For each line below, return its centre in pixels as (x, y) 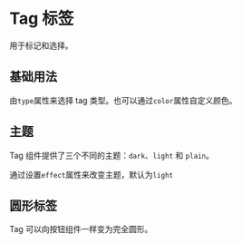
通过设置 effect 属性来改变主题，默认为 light (92, 174)
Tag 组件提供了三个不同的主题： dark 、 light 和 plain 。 (112, 155)
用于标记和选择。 (41, 45)
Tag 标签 (42, 19)
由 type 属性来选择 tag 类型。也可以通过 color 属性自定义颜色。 (123, 100)
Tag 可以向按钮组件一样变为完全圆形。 (81, 229)
